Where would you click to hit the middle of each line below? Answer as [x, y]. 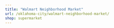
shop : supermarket [24, 18]
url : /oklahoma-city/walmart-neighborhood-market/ [57, 14]
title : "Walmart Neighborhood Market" [44, 9]
